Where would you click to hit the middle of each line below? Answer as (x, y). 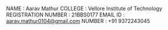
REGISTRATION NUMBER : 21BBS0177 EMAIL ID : (65, 15)
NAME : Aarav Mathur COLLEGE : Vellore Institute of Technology (84, 9)
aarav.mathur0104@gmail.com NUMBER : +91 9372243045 (78, 21)
